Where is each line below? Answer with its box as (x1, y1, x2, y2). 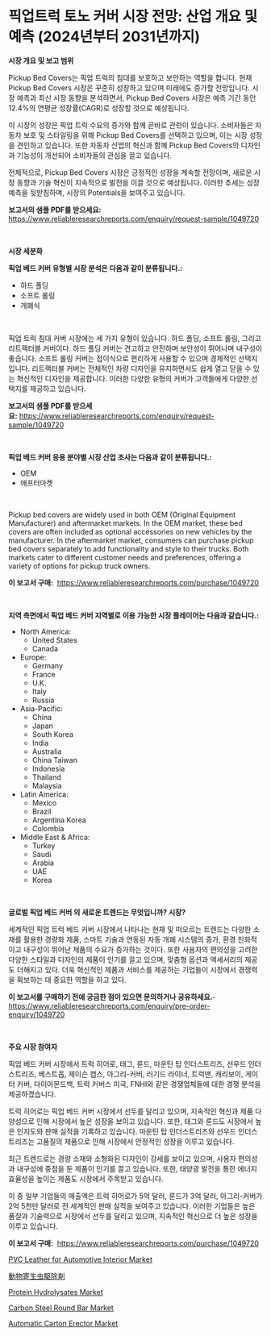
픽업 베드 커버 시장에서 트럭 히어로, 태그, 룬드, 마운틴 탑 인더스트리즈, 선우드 (8, 1059, 247, 1068)
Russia (31, 695, 55, 705)
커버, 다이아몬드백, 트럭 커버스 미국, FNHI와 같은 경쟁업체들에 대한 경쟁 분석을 (16, 1079, 261, 1088)
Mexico (31, 797, 57, 807)
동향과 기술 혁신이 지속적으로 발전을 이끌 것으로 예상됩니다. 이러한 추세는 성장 (16, 177, 261, 187)
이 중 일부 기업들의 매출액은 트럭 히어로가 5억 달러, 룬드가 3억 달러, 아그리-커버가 (8, 1191, 263, 1201)
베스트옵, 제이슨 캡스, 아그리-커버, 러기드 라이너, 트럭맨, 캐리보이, (38, 1069, 244, 1079)
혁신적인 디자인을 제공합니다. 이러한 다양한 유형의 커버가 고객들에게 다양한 (16, 373, 250, 383)
